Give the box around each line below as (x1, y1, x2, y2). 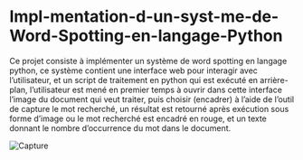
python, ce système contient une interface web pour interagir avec (9, 65, 258, 76)
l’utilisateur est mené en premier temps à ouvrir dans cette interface (30, 84, 283, 95)
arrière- (260, 74, 289, 85)
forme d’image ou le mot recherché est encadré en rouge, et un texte (9, 113, 267, 124)
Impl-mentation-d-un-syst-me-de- (9, 6, 279, 27)
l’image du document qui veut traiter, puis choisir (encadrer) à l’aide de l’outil (9, 93, 295, 105)
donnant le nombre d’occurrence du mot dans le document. (9, 122, 232, 133)
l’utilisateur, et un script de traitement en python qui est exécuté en (9, 74, 259, 85)
